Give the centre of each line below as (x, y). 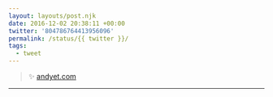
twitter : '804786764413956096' (61, 31)
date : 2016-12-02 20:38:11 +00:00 (67, 23)
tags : (17, 46)
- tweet (29, 53)
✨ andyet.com (52, 76)
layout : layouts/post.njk (52, 16)
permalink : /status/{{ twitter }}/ (69, 38)
